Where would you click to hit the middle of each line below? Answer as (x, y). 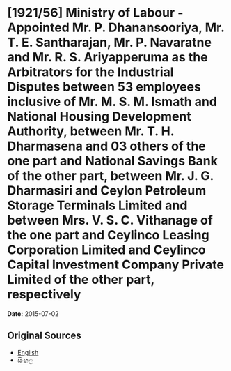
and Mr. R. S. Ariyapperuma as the (107, 58)
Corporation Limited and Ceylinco (107, 250)
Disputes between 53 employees (104, 87)
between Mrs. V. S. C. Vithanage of (110, 220)
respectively (44, 295)
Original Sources (44, 336)
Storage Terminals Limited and (97, 205)
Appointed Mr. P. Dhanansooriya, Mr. (116, 28)
